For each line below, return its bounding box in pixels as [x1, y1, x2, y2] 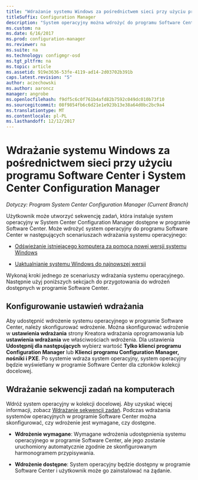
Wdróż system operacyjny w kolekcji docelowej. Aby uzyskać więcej [6, 400, 173, 407]
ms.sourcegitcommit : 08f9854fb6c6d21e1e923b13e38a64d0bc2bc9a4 [6, 102, 165, 108]
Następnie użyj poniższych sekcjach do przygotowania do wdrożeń [6, 278, 170, 285]
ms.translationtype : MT [6, 107, 65, 113]
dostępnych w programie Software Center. [6, 285, 110, 292]
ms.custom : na [6, 25, 41, 31]
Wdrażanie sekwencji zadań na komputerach [6, 384, 175, 394]
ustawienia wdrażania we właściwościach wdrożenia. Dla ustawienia [6, 336, 175, 343]
